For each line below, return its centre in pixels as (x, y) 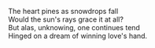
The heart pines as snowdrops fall (63, 11)
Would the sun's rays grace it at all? (66, 19)
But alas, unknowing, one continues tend (74, 27)
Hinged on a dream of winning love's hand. (78, 36)
